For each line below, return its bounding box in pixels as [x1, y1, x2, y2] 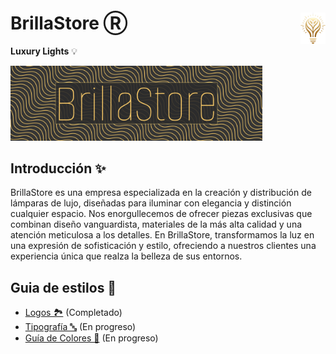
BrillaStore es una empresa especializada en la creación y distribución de [10, 187, 312, 199]
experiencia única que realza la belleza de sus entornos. [10, 250, 243, 262]
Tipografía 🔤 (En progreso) [24, 321, 137, 333]
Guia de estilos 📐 [10, 279, 117, 296]
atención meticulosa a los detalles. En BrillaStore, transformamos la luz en [10, 229, 315, 241]
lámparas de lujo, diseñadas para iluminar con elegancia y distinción [10, 197, 292, 209]
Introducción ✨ [10, 160, 107, 177]
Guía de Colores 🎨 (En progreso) [24, 332, 159, 344]
